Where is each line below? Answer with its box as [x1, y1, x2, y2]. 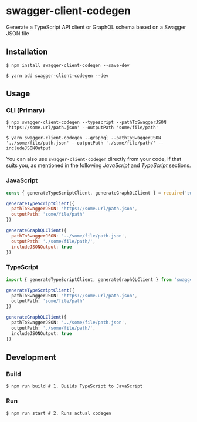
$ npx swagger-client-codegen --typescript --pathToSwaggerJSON [6, 119, 167, 126]
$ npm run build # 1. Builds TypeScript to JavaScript [6, 383, 143, 389]
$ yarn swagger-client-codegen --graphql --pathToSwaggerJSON [6, 135, 161, 141]
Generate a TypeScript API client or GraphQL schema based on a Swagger [6, 24, 186, 31]
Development [6, 352, 57, 362]
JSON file [6, 29, 29, 36]
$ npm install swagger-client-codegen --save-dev [6, 62, 130, 68]
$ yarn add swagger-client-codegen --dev [6, 72, 109, 79]
